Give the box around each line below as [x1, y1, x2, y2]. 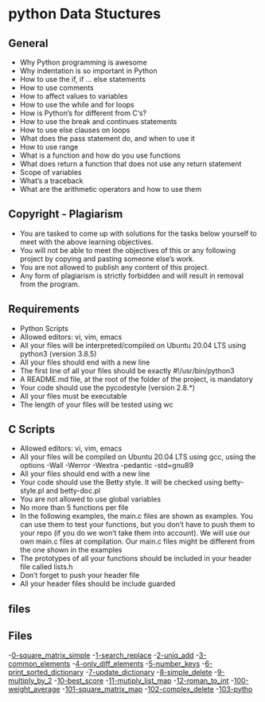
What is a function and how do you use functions [19, 150, 181, 160]
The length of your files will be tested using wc [19, 400, 173, 409]
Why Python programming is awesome [19, 57, 147, 67]
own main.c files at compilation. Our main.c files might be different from [19, 536, 255, 546]
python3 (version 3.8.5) [19, 349, 97, 358]
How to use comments [19, 83, 94, 92]
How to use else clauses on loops [19, 125, 131, 135]
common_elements [8, 658, 71, 669]
